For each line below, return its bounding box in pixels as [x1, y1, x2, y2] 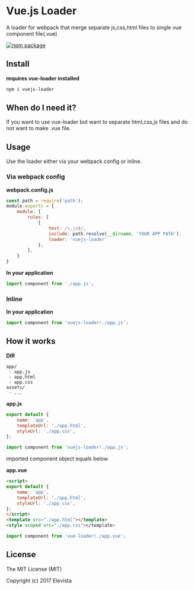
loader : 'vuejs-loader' [48, 236, 108, 242]
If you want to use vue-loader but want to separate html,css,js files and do [6, 118, 188, 125]
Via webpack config [6, 172, 65, 181]
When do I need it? [6, 103, 77, 113]
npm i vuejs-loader [6, 86, 55, 92]
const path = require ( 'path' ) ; [6, 197, 84, 203]
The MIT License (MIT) [6, 565, 62, 572]
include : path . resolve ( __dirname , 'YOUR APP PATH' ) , [48, 231, 182, 237]
